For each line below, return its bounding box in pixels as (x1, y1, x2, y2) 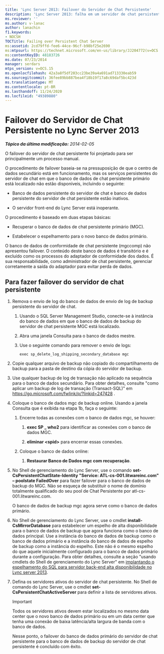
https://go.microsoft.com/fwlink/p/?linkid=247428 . (12, 391, 116, 396)
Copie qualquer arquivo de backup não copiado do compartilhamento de (12, 360, 159, 366)
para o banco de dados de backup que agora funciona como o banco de (12, 528, 159, 533)
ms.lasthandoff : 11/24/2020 (5, 89, 62, 94)
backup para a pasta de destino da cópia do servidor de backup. (12, 366, 143, 371)
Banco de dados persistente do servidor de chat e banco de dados (12, 190, 147, 196)
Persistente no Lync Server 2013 (5, 125, 140, 136)
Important (12, 599, 32, 604)
